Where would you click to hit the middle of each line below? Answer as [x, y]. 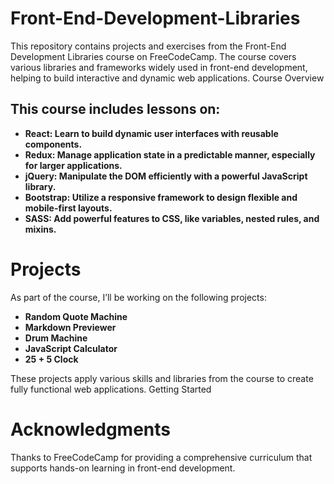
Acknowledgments [91, 429]
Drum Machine [56, 338]
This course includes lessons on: [115, 109]
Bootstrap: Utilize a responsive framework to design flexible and [161, 197]
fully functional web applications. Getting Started [111, 389]
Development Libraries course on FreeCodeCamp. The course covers [153, 56]
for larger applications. [73, 165]
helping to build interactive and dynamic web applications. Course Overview [167, 78]
